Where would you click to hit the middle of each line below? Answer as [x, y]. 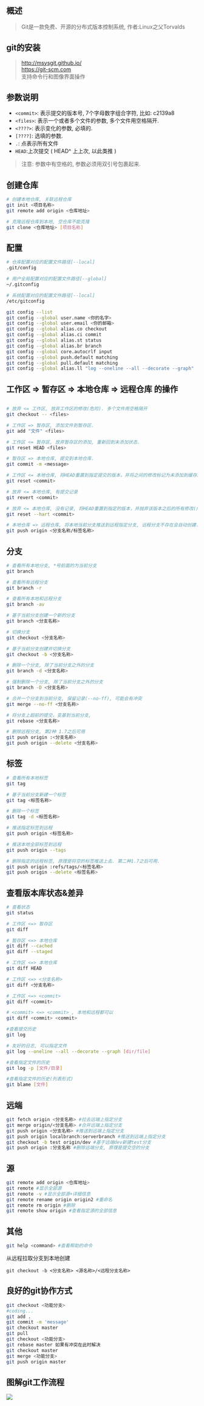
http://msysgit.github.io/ [51, 63]
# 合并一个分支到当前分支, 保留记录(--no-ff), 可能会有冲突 [74, 698]
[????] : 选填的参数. [39, 136]
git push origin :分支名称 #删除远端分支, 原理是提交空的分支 [78, 1148]
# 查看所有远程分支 [27, 582]
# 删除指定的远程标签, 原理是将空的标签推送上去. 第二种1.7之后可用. [83, 861]
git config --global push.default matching [62, 357]
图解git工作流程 [36, 1382]
